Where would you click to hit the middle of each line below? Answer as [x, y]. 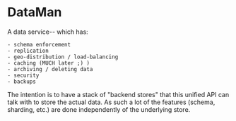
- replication [28, 51]
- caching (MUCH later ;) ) [49, 63]
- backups [22, 82]
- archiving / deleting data [50, 69]
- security [23, 75]
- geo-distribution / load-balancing [63, 57]
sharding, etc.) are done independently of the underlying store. [99, 109]
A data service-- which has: [48, 32]
